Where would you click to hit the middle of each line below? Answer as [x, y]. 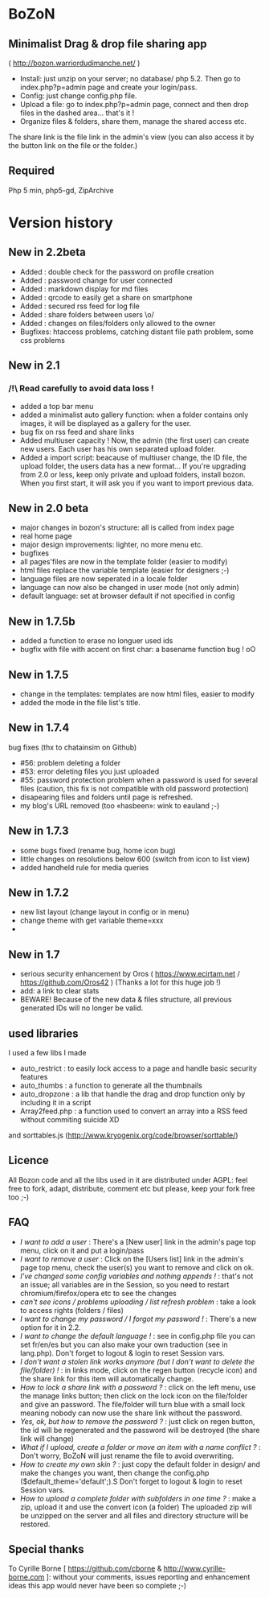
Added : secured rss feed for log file [80, 306]
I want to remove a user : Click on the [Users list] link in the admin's [132, 1259]
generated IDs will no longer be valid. [82, 1008]
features [34, 1077]
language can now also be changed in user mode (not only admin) [129, 588]
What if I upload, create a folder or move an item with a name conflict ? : [140, 1447]
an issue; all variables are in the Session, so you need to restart [124, 1284]
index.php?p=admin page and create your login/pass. [108, 87]
